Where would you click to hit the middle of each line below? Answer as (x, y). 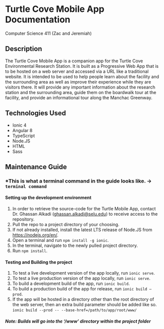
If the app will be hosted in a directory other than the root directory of (83, 299)
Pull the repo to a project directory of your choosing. (66, 225)
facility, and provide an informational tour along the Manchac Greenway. (79, 97)
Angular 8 (22, 130)
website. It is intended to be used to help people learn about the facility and (82, 76)
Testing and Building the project (39, 262)
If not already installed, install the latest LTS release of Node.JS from (82, 230)
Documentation (38, 20)
